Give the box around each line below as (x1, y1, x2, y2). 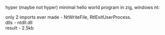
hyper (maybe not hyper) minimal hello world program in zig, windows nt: (5, 5, 160, 10)
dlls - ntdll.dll (5, 20, 33, 25)
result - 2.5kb (5, 25, 34, 31)
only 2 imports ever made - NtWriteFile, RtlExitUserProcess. (5, 14, 132, 20)
